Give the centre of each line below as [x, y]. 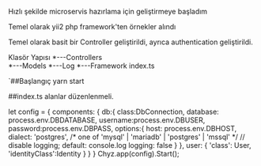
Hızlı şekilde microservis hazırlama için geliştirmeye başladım [108, 11]
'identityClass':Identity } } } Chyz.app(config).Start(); [94, 154]
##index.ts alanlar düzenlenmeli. [61, 96]
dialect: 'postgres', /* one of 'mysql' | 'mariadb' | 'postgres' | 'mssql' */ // [127, 137]
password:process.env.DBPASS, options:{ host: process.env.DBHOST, [123, 128]
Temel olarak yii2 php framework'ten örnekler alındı [92, 26]
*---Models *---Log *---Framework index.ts [81, 66]
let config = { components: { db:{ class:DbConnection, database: [113, 111]
